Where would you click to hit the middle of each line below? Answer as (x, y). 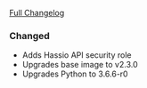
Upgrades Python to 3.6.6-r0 (75, 74)
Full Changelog (37, 13)
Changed (30, 36)
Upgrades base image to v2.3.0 (80, 65)
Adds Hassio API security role (77, 55)
